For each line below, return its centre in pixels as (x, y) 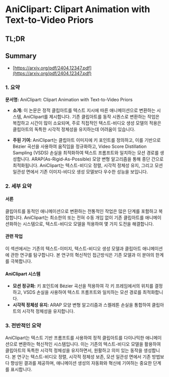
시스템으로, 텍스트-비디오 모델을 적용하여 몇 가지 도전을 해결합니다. (88, 224)
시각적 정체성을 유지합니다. (48, 311)
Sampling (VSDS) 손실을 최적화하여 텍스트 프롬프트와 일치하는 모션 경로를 (86, 152)
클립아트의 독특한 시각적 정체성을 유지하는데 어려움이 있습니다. (74, 129)
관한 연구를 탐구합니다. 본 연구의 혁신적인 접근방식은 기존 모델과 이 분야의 (82, 255)
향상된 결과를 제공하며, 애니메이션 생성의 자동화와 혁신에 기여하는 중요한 (81, 363)
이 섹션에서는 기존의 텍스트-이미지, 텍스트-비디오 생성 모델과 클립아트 (73, 248)
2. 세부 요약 (18, 186)
